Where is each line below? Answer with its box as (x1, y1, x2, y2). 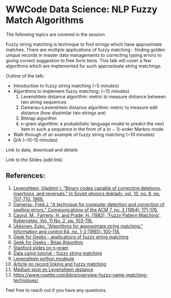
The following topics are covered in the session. (6, 31, 106, 37)
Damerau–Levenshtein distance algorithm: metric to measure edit (20, 104, 158, 110)
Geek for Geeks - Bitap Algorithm (13, 239, 83, 245)
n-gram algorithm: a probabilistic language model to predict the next (20, 120, 164, 127)
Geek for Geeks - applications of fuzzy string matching (13, 234, 129, 240)
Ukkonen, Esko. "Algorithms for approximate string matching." (13, 223, 143, 229)
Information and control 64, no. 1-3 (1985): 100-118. (13, 228, 121, 234)
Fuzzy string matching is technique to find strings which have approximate (6, 41, 162, 47)
